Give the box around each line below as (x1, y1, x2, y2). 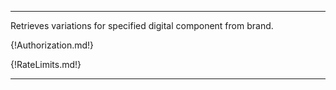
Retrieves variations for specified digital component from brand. (10, 20, 274, 31)
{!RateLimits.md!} (10, 59, 82, 70)
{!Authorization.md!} (10, 39, 95, 51)
